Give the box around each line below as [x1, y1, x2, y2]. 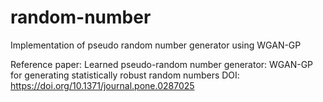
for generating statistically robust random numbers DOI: [10, 69, 240, 81]
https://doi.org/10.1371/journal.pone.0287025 [10, 79, 195, 91]
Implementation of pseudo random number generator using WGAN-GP [10, 39, 302, 51]
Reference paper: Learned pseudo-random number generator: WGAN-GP [10, 58, 314, 70]
